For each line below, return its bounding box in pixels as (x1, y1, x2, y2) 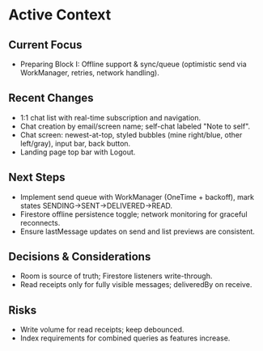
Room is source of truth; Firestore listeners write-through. (19, 271, 213, 281)
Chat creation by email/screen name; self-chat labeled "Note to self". (19, 121, 251, 131)
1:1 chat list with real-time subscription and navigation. (19, 112, 201, 122)
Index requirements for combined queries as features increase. (19, 333, 231, 343)
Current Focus (8, 38, 83, 52)
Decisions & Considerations (8, 250, 151, 264)
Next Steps (8, 171, 66, 184)
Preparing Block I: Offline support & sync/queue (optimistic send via (19, 59, 247, 69)
